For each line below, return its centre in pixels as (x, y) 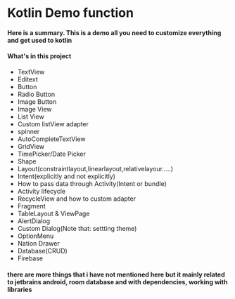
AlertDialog (34, 221)
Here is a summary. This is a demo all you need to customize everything (114, 32)
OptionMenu (36, 236)
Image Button (37, 101)
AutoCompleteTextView (51, 139)
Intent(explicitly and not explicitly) (66, 176)
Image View (34, 109)
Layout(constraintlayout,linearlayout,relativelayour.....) (95, 168)
